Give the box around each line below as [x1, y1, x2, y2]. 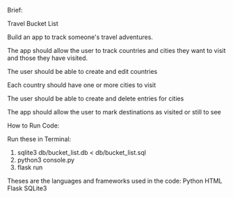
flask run [17, 163, 43, 172]
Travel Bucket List [7, 20, 59, 27]
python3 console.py [17, 156, 75, 164]
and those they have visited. [7, 54, 88, 62]
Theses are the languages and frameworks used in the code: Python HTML [7, 177, 223, 185]
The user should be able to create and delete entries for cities [7, 94, 184, 102]
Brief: [7, 6, 23, 14]
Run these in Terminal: [7, 135, 72, 143]
